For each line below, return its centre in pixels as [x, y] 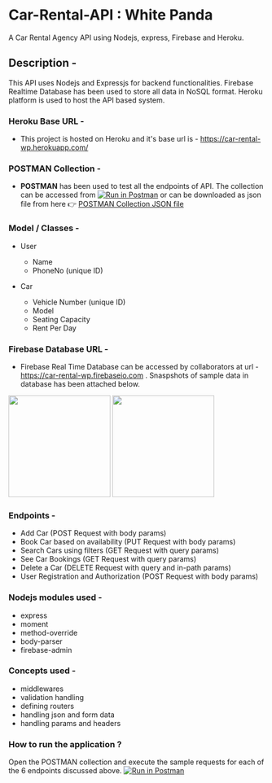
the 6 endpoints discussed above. [65, 771]
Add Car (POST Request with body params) [93, 533]
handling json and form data [68, 715]
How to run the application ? [65, 744]
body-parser [41, 641]
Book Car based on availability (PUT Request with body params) [128, 542]
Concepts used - [42, 671]
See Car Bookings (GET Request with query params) [108, 559]
